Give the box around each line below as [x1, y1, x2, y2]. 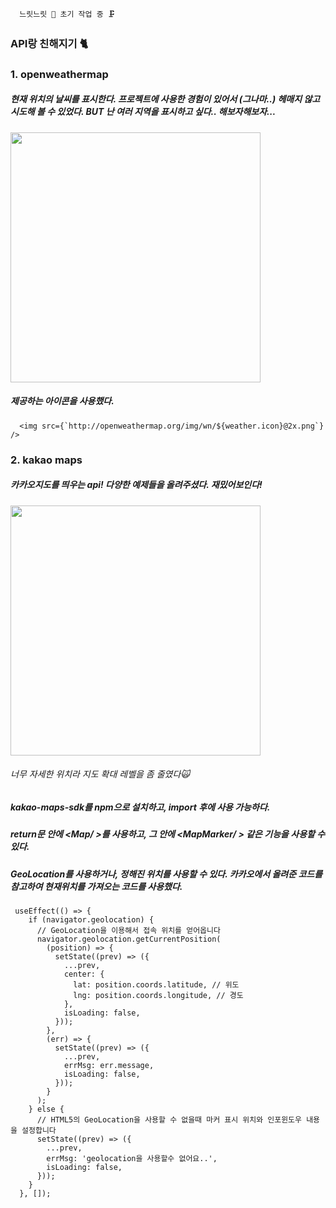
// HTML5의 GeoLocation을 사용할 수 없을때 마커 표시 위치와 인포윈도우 [36, 1115, 302, 1125]
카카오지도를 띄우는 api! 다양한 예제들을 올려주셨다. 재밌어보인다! [10, 479, 263, 491]
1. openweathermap [10, 67, 109, 81]
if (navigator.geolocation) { [28, 915, 155, 925]
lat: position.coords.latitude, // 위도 [73, 980, 240, 990]
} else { [28, 1104, 65, 1114]
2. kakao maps [10, 453, 83, 467]
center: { [63, 969, 105, 979]
